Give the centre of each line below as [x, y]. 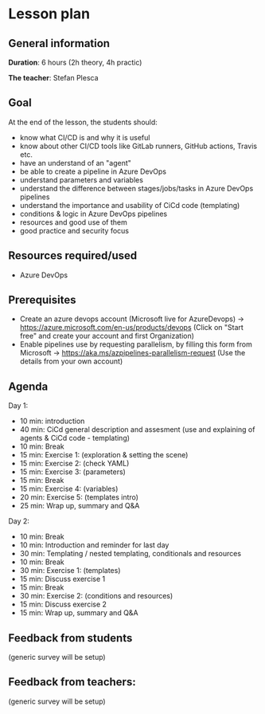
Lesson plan [49, 14]
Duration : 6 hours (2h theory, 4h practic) [75, 62]
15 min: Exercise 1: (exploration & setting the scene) [104, 455]
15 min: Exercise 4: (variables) [69, 489]
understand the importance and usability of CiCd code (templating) [130, 205]
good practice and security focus [74, 230]
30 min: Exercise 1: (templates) [70, 571]
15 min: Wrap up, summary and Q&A [79, 613]
